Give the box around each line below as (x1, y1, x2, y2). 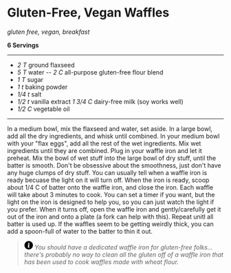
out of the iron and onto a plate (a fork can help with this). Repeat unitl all (7, 212, 214, 221)
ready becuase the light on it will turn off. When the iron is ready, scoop (7, 176, 210, 184)
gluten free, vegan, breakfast (7, 28, 90, 36)
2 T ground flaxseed (16, 61, 75, 69)
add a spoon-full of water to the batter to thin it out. (7, 227, 153, 235)
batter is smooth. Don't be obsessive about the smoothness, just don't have (7, 161, 221, 170)
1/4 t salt (16, 90, 42, 98)
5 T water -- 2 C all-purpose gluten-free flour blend (16, 68, 164, 77)
